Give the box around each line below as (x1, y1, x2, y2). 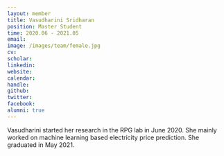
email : (7, 36, 26, 43)
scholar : (7, 55, 33, 62)
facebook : (7, 101, 36, 107)
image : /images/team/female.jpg (7, 42, 101, 49)
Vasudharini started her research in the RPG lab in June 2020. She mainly (7, 125, 217, 134)
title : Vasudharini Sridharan (7, 17, 95, 24)
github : (7, 87, 30, 94)
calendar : (7, 74, 36, 82)
